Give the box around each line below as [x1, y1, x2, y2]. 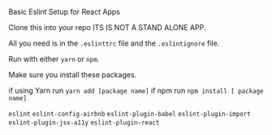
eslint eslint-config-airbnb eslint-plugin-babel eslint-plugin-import [8, 110, 252, 118]
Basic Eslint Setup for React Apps [8, 7, 120, 16]
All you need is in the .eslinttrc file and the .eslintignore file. [8, 38, 220, 48]
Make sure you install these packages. [8, 70, 137, 80]
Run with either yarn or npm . [8, 54, 100, 63]
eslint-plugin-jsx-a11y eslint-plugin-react [8, 119, 160, 127]
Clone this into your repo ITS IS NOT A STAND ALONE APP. [8, 23, 206, 32]
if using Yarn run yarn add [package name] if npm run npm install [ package [8, 85, 264, 95]
